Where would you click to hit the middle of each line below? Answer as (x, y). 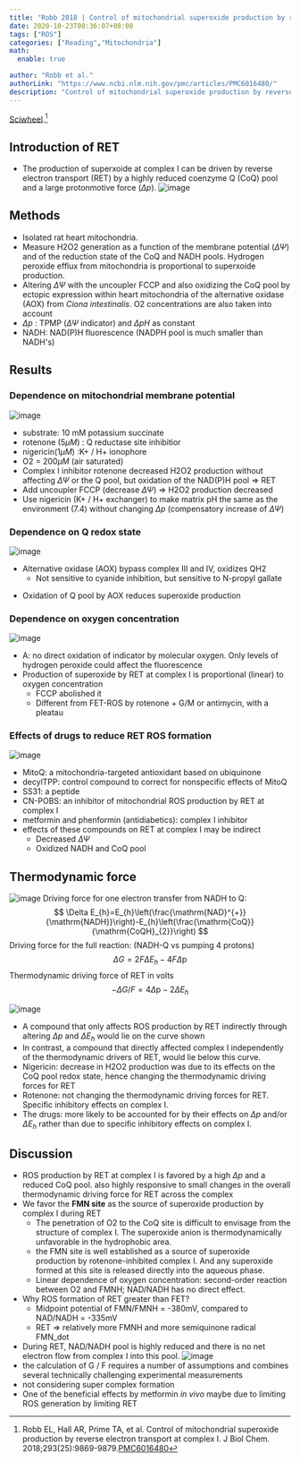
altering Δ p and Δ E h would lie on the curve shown (113, 1037)
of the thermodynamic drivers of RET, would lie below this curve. (142, 1056)
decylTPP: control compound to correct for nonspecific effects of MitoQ (154, 782)
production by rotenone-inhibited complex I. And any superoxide (154, 1261)
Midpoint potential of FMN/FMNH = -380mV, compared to (142, 1309)
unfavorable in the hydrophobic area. (104, 1242)
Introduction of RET (65, 147)
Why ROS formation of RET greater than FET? (106, 1299)
